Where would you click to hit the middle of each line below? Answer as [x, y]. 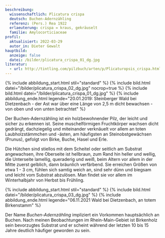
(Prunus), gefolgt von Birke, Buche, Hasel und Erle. [56, 139]
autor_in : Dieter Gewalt [35, 46]
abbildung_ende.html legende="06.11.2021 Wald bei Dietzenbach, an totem [81, 200]
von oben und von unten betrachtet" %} [45, 109]
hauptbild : [16, 51]
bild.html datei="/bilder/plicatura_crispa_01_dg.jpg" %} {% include [72, 93]
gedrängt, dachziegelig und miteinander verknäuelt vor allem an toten [76, 129]
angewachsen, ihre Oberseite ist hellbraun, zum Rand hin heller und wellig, [81, 154]
